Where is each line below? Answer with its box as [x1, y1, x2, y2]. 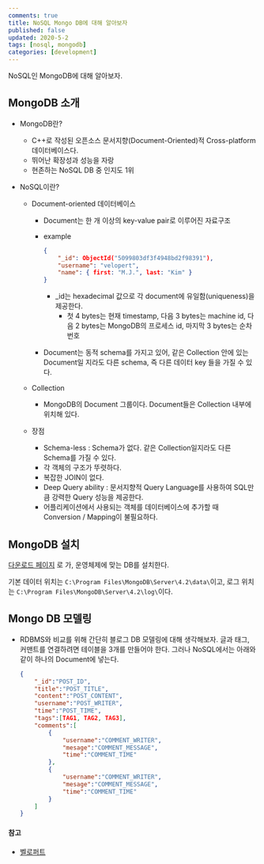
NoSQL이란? [19, 182, 60, 191]
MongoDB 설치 [8, 538, 81, 551]
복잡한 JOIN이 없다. [43, 473, 104, 482]
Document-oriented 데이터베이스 [31, 198, 136, 208]
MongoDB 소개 [8, 96, 81, 110]
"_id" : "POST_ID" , [34, 677, 92, 685]
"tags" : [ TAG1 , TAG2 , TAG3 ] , [34, 715, 126, 723]
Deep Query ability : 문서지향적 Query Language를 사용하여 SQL [43, 483, 248, 492]
